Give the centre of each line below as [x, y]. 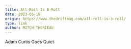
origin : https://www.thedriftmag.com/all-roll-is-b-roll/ [65, 19]
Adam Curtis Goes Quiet [30, 42]
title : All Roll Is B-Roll [33, 10]
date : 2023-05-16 [23, 14]
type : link [16, 23]
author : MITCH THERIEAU [29, 28]
